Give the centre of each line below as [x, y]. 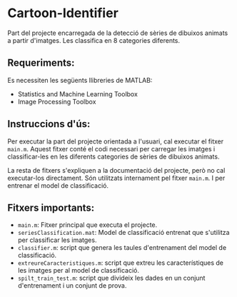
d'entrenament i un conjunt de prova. [72, 286]
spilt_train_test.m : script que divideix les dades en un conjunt [111, 278]
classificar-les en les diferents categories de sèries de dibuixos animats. [114, 156]
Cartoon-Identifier [63, 13]
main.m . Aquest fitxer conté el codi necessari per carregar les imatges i [111, 148]
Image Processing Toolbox [57, 101]
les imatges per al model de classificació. [79, 271]
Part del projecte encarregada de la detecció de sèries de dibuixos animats [118, 33]
